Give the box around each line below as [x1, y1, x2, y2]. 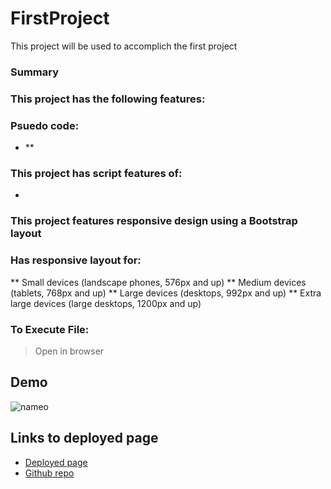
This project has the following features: [10, 92, 206, 106]
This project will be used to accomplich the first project [10, 40, 238, 52]
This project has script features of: [10, 167, 183, 180]
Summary [10, 65, 60, 79]
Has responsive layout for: [10, 253, 142, 267]
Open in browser [34, 345, 105, 357]
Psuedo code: [10, 118, 80, 132]
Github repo [24, 467, 75, 479]
